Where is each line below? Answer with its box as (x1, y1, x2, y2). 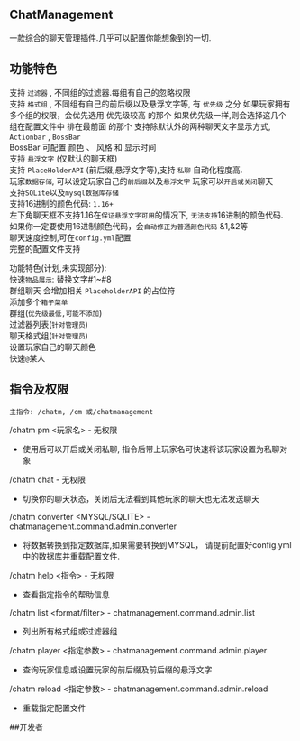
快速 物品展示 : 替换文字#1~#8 (9, 273, 112, 284)
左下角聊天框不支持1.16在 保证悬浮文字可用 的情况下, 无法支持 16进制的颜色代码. (9, 209, 284, 220)
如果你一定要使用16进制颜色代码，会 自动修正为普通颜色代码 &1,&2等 (9, 220, 249, 231)
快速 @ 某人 (9, 352, 46, 364)
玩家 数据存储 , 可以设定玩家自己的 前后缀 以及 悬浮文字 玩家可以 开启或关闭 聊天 (9, 175, 274, 186)
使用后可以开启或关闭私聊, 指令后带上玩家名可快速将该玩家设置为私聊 (22, 444, 280, 455)
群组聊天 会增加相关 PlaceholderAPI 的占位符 (9, 284, 176, 296)
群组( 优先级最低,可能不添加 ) (9, 307, 103, 319)
